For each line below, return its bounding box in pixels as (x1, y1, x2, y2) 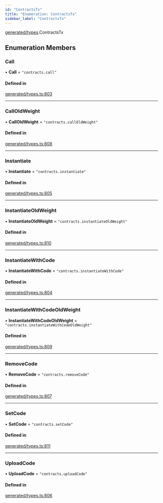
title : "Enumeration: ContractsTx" (5, 12, 77, 17)
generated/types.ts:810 (5, 240, 52, 246)
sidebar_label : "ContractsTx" (5, 16, 66, 21)
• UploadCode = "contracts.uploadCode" (5, 471, 88, 477)
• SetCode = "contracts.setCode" (5, 421, 73, 427)
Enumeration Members (5, 43, 76, 52)
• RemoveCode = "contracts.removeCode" (5, 371, 90, 377)
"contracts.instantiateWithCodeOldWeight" (5, 323, 92, 328)
